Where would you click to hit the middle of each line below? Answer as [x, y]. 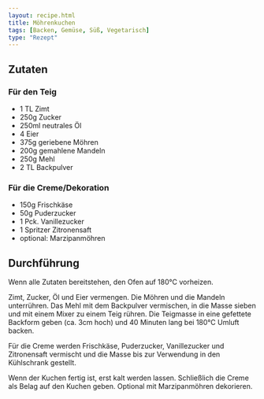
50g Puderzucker [48, 213]
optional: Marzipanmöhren [62, 238]
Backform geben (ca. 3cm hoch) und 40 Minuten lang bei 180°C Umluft [124, 323]
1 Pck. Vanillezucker [52, 222]
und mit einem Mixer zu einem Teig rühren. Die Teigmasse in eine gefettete [130, 314]
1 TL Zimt [34, 109]
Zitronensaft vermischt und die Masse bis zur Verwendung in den [114, 354]
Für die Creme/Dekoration [59, 187]
